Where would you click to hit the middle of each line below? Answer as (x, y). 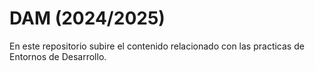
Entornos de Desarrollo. (58, 56)
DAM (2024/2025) (87, 18)
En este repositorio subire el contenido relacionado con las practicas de (157, 46)
